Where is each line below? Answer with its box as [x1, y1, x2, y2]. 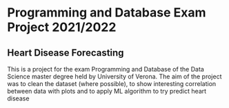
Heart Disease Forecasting [7, 47, 124, 58]
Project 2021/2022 [7, 19, 117, 35]
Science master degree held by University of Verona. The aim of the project [7, 72, 222, 80]
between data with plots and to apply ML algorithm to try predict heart [7, 87, 207, 95]
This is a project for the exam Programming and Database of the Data [7, 65, 205, 73]
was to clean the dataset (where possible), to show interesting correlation [7, 80, 217, 87]
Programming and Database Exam [7, 5, 206, 21]
